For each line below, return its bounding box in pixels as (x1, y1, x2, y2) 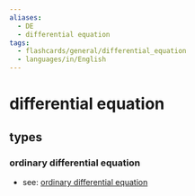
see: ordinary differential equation (22, 176, 148, 187)
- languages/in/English (17, 55, 106, 64)
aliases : (9, 13, 42, 22)
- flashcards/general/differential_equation (17, 47, 187, 56)
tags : (9, 38, 30, 48)
